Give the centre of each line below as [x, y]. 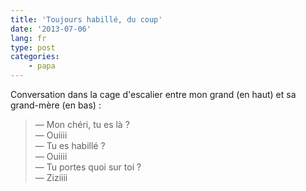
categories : [35, 57]
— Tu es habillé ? [70, 145]
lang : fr [28, 38]
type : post [33, 47]
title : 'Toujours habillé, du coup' [86, 19]
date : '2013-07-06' [51, 29]
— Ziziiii [51, 177]
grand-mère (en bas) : [56, 105]
